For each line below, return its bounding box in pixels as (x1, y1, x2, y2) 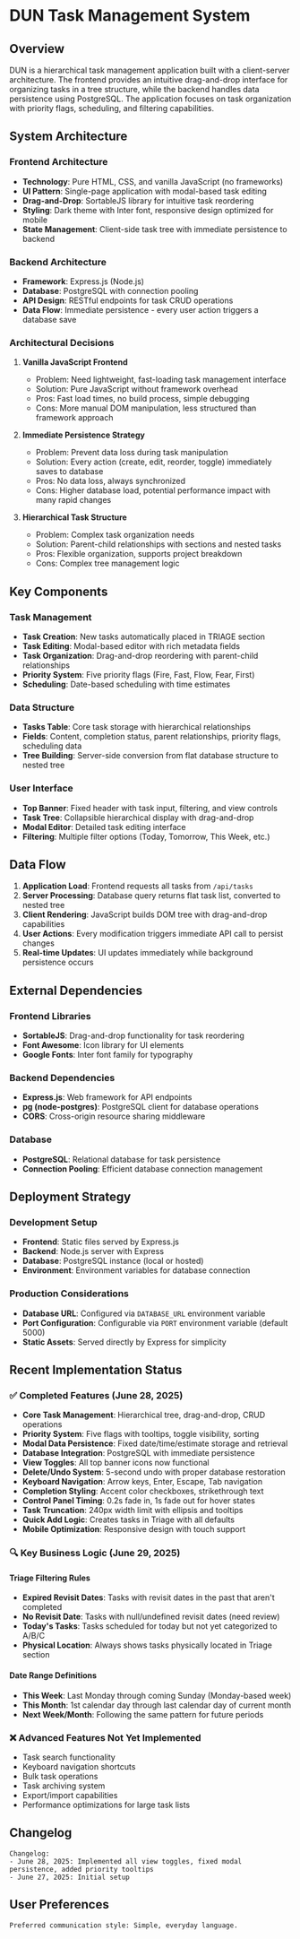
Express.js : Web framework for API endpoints (21, 1092, 193, 1103)
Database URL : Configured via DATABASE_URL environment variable (21, 1308, 266, 1319)
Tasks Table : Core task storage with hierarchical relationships (21, 722, 251, 732)
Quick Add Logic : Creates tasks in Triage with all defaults (21, 1514, 236, 1525)
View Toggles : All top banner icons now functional (21, 1458, 210, 1468)
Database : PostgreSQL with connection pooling (21, 285, 199, 296)
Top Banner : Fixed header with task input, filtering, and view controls (21, 802, 278, 813)
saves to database (35, 466, 104, 477)
